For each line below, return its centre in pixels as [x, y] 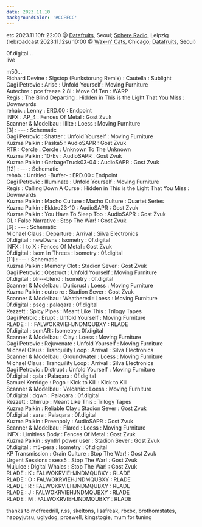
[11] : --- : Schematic [32, 259]
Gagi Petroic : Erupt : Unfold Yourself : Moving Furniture [76, 317]
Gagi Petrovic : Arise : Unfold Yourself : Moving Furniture [77, 84]
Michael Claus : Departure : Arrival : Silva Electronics [72, 233]
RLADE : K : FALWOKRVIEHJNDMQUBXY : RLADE [68, 473]
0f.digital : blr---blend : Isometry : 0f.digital [60, 278]
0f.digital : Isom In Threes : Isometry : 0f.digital [64, 253]
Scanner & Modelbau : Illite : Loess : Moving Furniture [73, 123]
